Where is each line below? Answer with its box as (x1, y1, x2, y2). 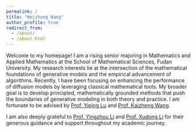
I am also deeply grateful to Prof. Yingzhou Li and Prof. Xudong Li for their (6, 113, 184, 120)
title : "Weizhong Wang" (6, 14, 64, 20)
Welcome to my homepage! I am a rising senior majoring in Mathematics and (6, 52, 191, 59)
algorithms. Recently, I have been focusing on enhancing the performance (6, 77, 185, 84)
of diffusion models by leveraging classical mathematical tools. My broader (6, 83, 187, 90)
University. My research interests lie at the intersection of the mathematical (6, 65, 187, 71)
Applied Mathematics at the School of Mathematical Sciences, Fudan (6, 58, 173, 65)
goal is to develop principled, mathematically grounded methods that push (6, 89, 185, 96)
